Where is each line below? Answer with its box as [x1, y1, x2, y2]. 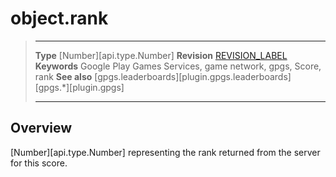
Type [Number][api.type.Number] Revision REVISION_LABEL [34, 49, 288, 61]
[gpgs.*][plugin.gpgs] [34, 81, 125, 93]
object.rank [10, 7, 109, 30]
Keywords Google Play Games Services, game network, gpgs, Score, [34, 60, 322, 72]
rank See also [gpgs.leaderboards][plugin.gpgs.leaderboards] [34, 70, 292, 82]
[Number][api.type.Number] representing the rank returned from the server [10, 146, 321, 158]
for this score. [10, 157, 68, 169]
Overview [10, 120, 73, 137]
